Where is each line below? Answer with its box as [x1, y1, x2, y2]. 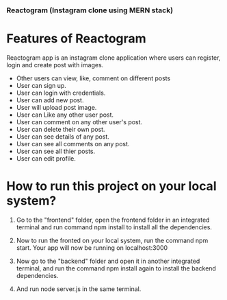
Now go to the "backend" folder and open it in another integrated [16, 257, 200, 265]
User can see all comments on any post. [16, 139, 130, 148]
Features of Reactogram [6, 31, 146, 47]
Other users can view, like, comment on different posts [16, 74, 171, 82]
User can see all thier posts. [16, 147, 96, 155]
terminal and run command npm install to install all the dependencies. [16, 222, 213, 231]
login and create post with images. [6, 60, 104, 69]
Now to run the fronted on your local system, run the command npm [16, 236, 209, 244]
